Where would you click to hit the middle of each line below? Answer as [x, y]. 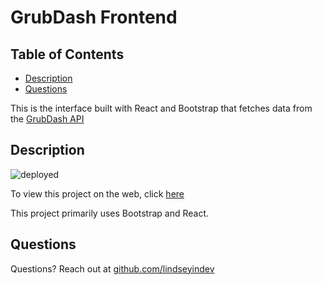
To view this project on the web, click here [97, 193]
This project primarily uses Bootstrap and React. [110, 213]
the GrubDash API [47, 119]
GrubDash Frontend [94, 17]
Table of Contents [67, 54]
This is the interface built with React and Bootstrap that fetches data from [161, 108]
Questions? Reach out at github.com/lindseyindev [112, 268]
